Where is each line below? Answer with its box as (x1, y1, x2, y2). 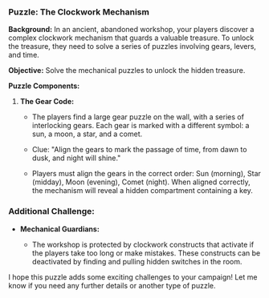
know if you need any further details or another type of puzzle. (8, 280, 216, 290)
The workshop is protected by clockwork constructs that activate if (31, 240, 255, 249)
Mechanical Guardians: (19, 223, 100, 234)
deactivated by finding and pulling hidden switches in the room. (31, 256, 243, 266)
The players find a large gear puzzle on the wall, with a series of (31, 112, 245, 122)
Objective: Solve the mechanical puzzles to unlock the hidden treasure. (8, 66, 246, 75)
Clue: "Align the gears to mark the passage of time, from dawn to (31, 145, 247, 155)
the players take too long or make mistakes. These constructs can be (31, 248, 261, 258)
